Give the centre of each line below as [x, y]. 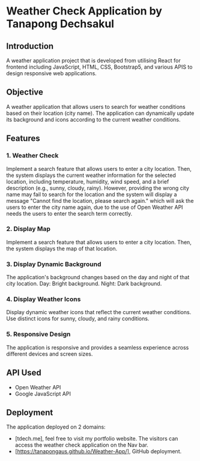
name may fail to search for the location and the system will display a [92, 194]
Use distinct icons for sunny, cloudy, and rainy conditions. [78, 319]
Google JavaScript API [43, 394]
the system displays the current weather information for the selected [91, 175]
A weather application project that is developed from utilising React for [94, 60]
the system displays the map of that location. [62, 249]
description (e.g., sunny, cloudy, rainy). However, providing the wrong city [98, 188]
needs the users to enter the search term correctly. [69, 213]
